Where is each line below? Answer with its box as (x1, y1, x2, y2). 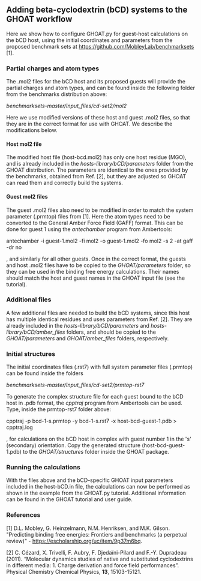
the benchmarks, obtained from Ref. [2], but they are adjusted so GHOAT (6, 173, 187, 180)
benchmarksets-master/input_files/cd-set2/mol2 (6, 102, 127, 110)
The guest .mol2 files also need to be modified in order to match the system (6, 206, 194, 214)
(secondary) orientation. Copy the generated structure (6, 442, 141, 449)
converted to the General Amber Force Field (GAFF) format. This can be (6, 219, 184, 226)
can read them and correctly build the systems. (6, 179, 123, 187)
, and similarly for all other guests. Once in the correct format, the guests (6, 255, 186, 262)
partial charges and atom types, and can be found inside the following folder (6, 84, 195, 92)
